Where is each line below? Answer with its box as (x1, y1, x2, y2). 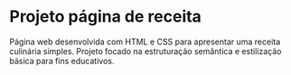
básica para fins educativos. (9, 55, 115, 66)
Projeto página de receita (9, 6, 202, 27)
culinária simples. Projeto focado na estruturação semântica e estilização (9, 45, 282, 56)
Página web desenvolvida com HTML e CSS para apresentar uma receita (9, 36, 281, 47)
